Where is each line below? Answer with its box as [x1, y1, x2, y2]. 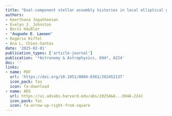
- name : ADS [5, 88, 31, 94]
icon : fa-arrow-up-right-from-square [10, 103, 91, 108]
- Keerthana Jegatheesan [5, 17, 58, 22]
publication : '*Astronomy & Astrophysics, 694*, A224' [5, 55, 125, 61]
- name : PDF [5, 70, 31, 75]
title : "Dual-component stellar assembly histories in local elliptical [5, 7, 164, 13]
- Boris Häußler [5, 27, 40, 32]
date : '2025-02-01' [5, 46, 47, 51]
